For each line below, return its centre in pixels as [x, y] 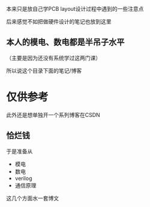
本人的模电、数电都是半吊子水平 [65, 42]
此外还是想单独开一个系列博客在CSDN [53, 115]
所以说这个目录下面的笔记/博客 [44, 70]
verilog [23, 178]
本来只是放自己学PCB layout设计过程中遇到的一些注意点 [75, 9]
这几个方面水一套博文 [32, 198]
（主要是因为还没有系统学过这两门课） [53, 58]
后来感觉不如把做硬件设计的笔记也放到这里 [59, 22]
